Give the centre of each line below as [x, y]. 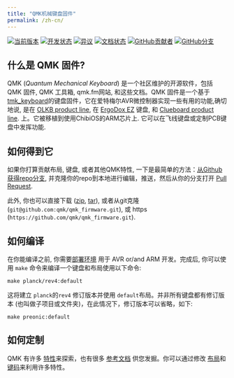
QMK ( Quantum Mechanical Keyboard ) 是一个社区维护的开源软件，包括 [110, 83]
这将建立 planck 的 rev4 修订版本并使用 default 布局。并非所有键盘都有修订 [113, 295]
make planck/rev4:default [45, 281]
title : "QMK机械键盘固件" [42, 14]
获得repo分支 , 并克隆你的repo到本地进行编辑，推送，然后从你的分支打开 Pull [117, 178]
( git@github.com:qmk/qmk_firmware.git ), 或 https [78, 209]
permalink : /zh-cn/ [36, 20]
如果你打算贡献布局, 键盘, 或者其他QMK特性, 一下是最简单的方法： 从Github [115, 169]
